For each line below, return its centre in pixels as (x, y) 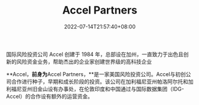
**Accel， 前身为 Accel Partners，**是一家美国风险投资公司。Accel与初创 (96, 74)
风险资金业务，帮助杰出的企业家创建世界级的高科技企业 (84, 61)
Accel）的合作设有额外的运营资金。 (50, 96)
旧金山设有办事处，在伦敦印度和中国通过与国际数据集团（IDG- (108, 88)
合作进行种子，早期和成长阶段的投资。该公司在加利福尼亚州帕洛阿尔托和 (99, 81)
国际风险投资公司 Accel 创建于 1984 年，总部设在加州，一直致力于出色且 (95, 54)
